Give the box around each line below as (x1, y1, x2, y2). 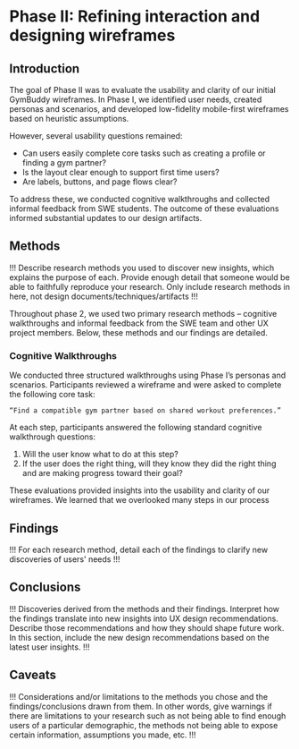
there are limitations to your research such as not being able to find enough (9, 710, 287, 721)
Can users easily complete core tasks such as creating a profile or (21, 148, 266, 158)
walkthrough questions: (9, 431, 96, 442)
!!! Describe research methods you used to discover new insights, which (9, 262, 275, 273)
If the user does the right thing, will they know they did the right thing (21, 458, 277, 469)
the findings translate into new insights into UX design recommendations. (9, 613, 278, 624)
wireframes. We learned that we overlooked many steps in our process (9, 495, 270, 506)
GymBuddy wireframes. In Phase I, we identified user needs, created (9, 94, 262, 105)
